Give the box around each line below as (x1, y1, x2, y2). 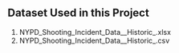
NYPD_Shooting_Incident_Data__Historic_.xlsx (18, 27, 172, 36)
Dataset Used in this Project (7, 6, 149, 20)
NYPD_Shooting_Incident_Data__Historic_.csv (18, 36, 170, 45)
